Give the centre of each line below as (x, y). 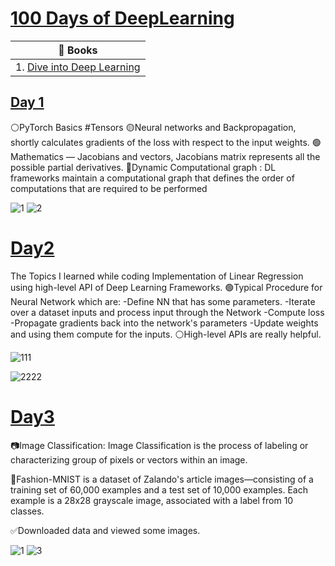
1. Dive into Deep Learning (78, 67)
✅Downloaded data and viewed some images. (105, 530)
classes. (27, 511)
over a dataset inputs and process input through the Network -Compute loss (167, 312)
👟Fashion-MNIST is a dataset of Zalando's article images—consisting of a (162, 479)
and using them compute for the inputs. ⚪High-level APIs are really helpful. (166, 334)
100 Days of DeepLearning (122, 18)
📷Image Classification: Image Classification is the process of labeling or (159, 445)
